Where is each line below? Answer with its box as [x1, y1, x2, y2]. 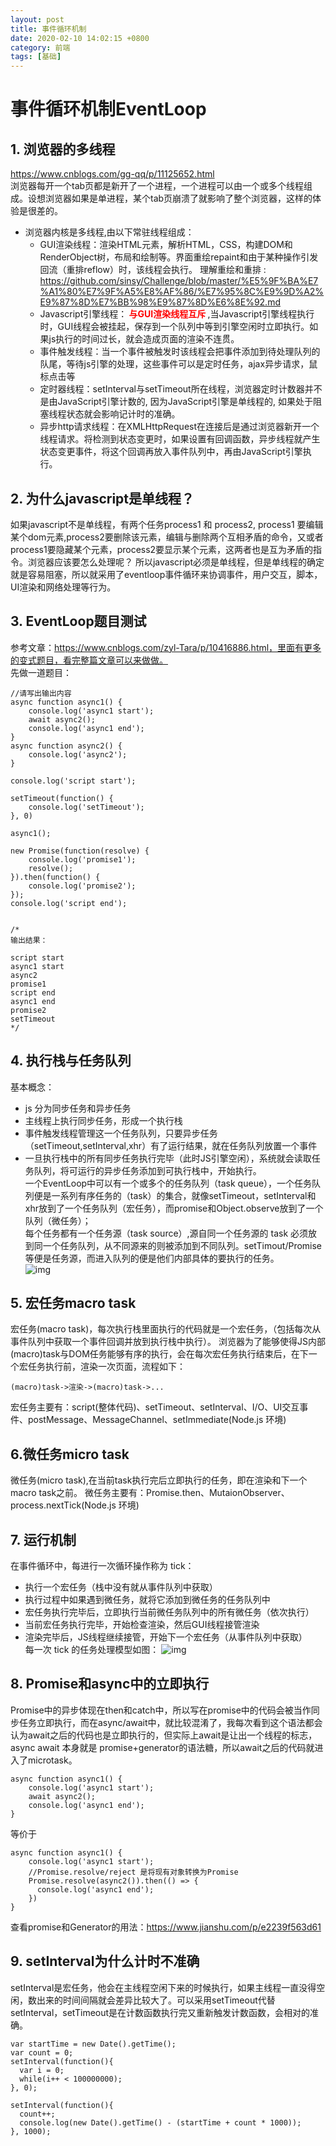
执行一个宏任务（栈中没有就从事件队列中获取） [24, 1581, 218, 1593]
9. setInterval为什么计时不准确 [10, 1953, 200, 1970]
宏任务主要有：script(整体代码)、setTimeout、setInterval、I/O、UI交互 [10, 1401, 300, 1413]
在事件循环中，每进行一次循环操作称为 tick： [10, 1560, 195, 1571]
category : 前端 [10, 42, 71, 53]
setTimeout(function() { [10, 793, 114, 803]
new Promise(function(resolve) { [10, 846, 150, 856]
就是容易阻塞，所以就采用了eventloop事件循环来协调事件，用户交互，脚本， [10, 568, 323, 580]
